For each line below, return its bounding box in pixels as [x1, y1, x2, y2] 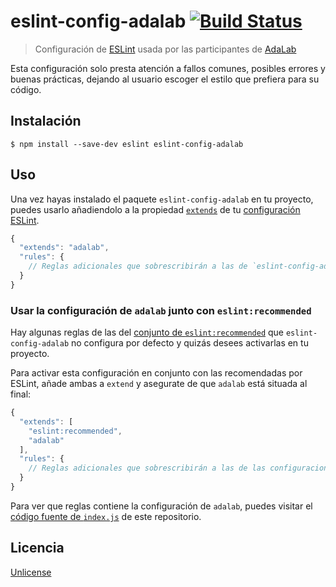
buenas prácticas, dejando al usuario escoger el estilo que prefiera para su [10, 73, 320, 85]
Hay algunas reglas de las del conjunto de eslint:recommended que [10, 326, 284, 339]
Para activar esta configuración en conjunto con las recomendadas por [10, 367, 303, 379]
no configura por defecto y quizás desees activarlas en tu [71, 337, 309, 349]
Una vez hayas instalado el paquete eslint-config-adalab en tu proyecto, [10, 193, 314, 205]
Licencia [10, 540, 65, 557]
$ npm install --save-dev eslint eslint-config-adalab [10, 139, 244, 149]
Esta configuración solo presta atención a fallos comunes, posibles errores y [10, 62, 326, 74]
